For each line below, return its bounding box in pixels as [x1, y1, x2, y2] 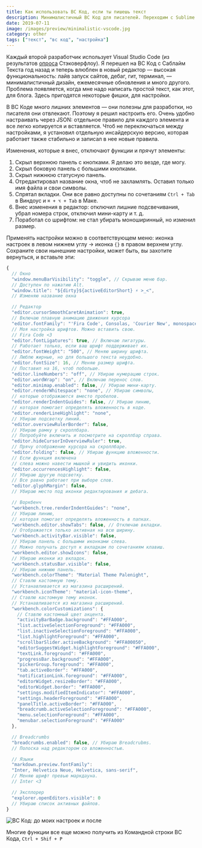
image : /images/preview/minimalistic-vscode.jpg [6, 25, 130, 32]
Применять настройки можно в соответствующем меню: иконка [6, 234, 174, 241]
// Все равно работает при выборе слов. [11, 477, 114, 483]
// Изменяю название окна [11, 293, 77, 299]
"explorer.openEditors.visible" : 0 [11, 795, 101, 801]
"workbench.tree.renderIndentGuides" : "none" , [11, 505, 130, 511]
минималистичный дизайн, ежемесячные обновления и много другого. [6, 79, 191, 86]
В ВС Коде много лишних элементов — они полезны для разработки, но [6, 104, 192, 110]
